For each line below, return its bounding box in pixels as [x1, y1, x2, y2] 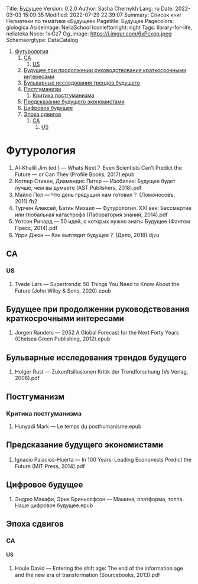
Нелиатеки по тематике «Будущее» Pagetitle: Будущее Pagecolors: [6, 18, 174, 24]
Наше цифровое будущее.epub [14, 502, 93, 509]
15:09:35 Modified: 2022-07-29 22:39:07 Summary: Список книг [22, 11, 182, 18]
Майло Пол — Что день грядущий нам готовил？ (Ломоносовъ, [14, 191, 176, 198]
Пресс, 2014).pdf [14, 224, 58, 231]
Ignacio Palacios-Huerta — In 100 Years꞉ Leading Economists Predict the [14, 456, 192, 463]
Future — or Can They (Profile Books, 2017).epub [14, 171, 135, 178]
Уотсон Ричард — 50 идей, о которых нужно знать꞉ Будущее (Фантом [14, 218, 190, 225]
